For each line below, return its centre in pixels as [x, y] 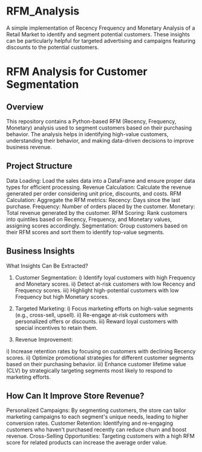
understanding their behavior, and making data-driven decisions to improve [100, 140]
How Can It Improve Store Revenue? [75, 395]
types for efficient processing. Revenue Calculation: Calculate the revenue [99, 187]
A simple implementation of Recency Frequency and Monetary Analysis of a [101, 28]
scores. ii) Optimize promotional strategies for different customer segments [100, 358]
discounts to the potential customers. [53, 47]
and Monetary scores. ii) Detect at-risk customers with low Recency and [105, 284]
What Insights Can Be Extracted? [47, 266]
